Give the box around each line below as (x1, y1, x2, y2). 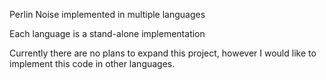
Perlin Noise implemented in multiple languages (9, 9, 206, 20)
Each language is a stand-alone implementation (9, 28, 206, 39)
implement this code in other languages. (9, 58, 176, 69)
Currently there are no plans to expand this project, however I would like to (9, 47, 317, 59)
